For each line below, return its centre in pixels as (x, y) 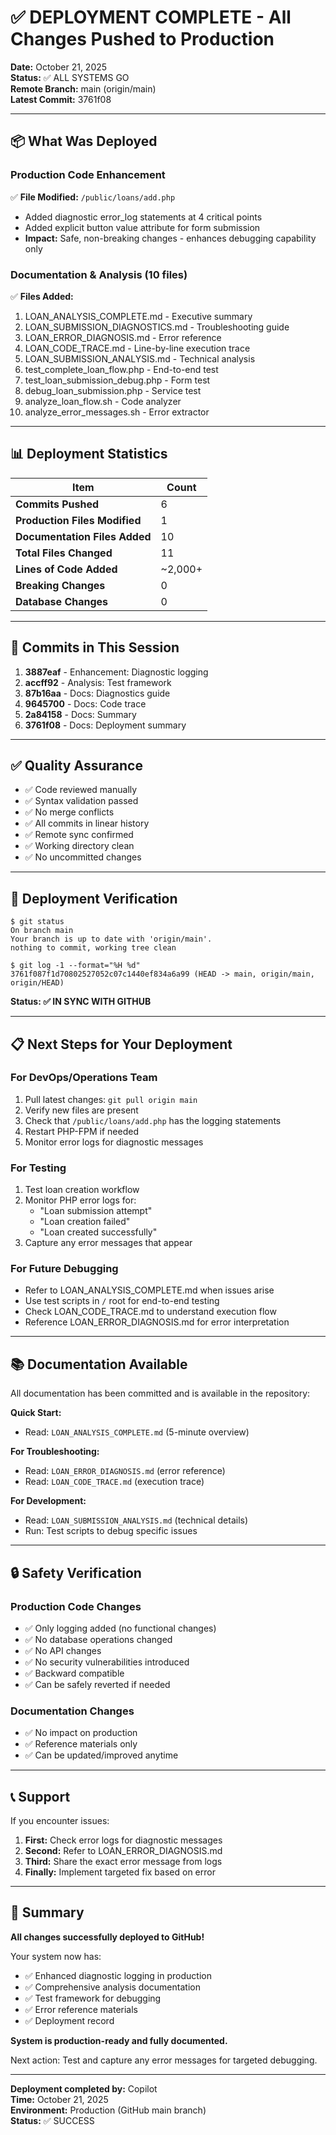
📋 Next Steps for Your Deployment (121, 1044)
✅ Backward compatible (74, 1673)
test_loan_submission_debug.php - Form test (117, 380)
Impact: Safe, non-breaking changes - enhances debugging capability (170, 238)
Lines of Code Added (66, 569)
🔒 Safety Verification (76, 1572)
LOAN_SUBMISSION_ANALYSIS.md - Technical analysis (140, 358)
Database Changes (62, 601)
